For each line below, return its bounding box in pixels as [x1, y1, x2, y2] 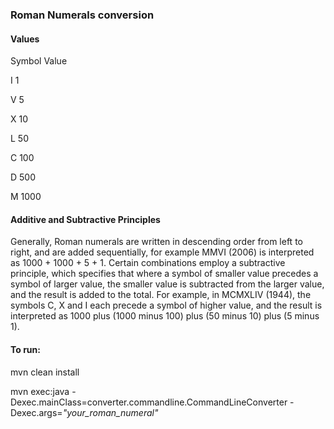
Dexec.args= [10, 406, 63, 418]
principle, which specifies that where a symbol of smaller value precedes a [10, 268, 319, 280]
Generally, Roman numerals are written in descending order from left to [10, 236, 303, 248]
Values [10, 33, 40, 45]
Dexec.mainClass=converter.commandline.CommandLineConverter [10, 396, 288, 408]
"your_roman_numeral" [62, 406, 159, 418]
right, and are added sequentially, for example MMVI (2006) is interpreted [10, 246, 315, 258]
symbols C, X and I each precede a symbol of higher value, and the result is [10, 299, 323, 312]
